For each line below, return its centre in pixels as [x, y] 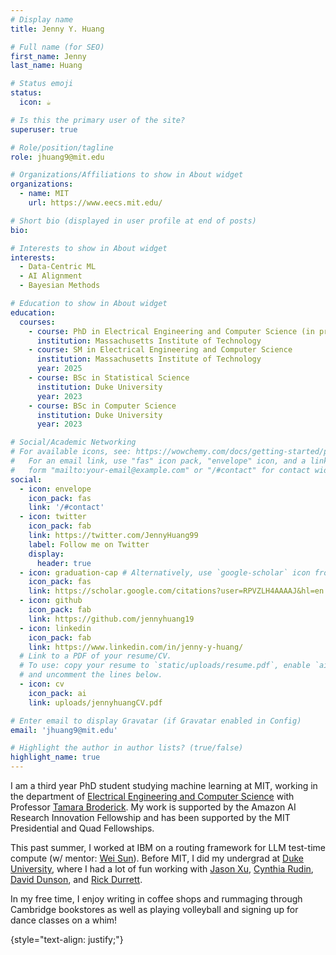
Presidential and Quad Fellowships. [82, 828]
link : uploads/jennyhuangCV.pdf [95, 702]
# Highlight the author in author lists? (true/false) [127, 748]
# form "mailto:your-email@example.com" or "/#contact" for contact [160, 470]
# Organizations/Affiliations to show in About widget [127, 175]
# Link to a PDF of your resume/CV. [95, 656]
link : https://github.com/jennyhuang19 [111, 619]
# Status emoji [42, 84]
